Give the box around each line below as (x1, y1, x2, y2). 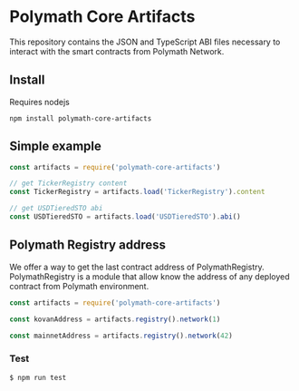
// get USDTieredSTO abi (9, 204, 103, 213)
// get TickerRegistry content (9, 179, 128, 188)
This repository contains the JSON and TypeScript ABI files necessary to (9, 36, 281, 47)
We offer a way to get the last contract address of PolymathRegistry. (9, 261, 265, 272)
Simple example (9, 139, 102, 154)
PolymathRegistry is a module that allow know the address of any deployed (9, 270, 290, 282)
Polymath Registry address (9, 238, 166, 253)
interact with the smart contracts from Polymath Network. (9, 45, 225, 56)
